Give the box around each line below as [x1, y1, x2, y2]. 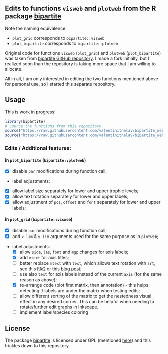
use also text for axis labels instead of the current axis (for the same [19, 271, 162, 277]
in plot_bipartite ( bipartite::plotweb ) [5, 157, 86, 163]
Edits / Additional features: [5, 145, 71, 152]
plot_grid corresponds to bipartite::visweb [12, 35, 105, 41]
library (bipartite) [5, 119, 46, 124]
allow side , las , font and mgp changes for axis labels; [19, 249, 129, 255]
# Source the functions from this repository [5, 123, 101, 129]
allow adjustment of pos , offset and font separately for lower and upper [12, 199, 161, 205]
